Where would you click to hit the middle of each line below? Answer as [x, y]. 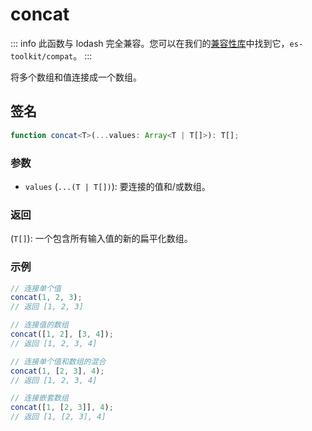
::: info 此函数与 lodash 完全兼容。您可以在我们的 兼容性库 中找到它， [150, 43]
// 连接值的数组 [39, 325]
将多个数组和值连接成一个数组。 [76, 77]
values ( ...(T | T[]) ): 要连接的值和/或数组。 [117, 186]
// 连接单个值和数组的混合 [58, 361]
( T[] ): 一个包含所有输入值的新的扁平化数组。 [101, 239]
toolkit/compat [42, 56]
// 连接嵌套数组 [39, 398]
